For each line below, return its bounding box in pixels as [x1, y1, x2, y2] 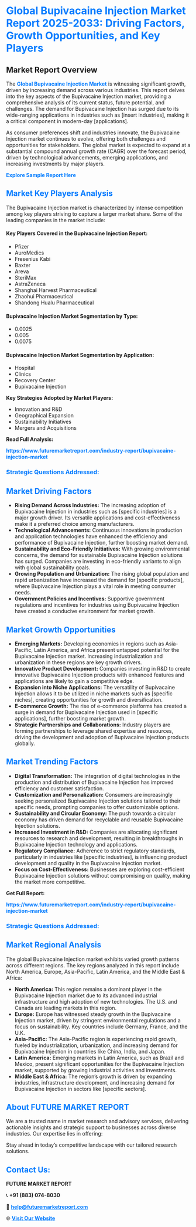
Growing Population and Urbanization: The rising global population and [14, 570, 189, 577]
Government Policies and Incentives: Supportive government [14, 595, 165, 602]
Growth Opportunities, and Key [6, 29, 160, 42]
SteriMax [14, 274, 37, 281]
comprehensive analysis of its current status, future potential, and [6, 99, 165, 106]
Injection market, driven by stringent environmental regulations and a [14, 1017, 181, 1024]
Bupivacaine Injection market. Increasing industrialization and [14, 652, 163, 660]
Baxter [14, 262, 31, 269]
